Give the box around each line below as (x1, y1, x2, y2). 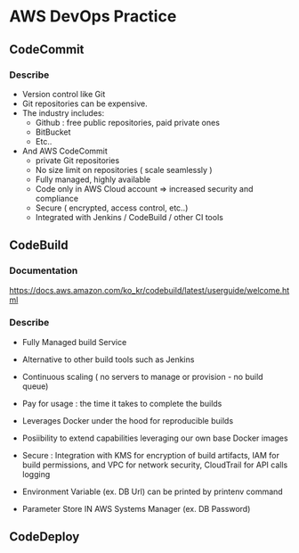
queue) (21, 381, 49, 392)
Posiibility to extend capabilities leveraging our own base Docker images (21, 433, 288, 443)
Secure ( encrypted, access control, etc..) (35, 202, 189, 213)
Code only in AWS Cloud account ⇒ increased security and (35, 183, 254, 194)
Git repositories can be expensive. (21, 98, 149, 109)
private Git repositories (35, 154, 120, 166)
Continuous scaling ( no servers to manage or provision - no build (21, 371, 264, 382)
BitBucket (35, 127, 71, 137)
